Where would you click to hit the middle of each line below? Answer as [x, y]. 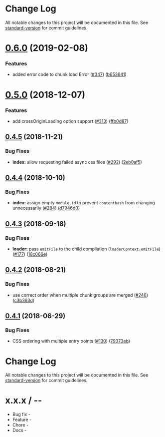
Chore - [20, 425]
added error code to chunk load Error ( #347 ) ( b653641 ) [70, 74]
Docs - [19, 431]
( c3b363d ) [23, 300]
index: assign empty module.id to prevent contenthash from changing [84, 203]
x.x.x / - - [24, 401]
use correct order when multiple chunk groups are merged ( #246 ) [80, 295]
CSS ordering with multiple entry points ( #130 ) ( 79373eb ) [71, 341]
